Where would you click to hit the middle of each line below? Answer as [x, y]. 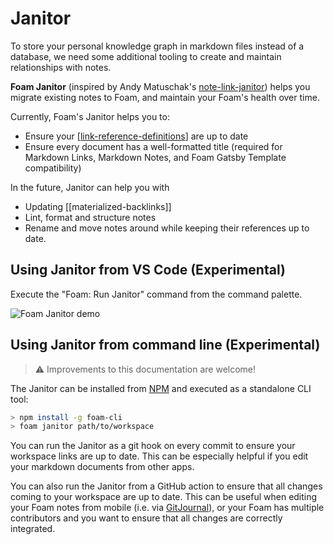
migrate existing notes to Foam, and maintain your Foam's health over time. [165, 97]
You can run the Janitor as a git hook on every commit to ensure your [153, 446]
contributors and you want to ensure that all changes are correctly [146, 518]
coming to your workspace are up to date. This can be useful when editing [164, 497]
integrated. [33, 529]
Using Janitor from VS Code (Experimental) [148, 270]
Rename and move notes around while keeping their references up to [167, 228]
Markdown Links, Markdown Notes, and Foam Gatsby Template [155, 157]
